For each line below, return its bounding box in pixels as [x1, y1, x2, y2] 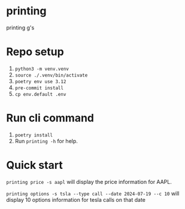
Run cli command [6, 111, 95, 125]
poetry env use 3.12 [14, 78, 66, 84]
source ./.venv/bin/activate [14, 72, 88, 78]
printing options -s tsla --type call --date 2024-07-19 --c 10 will [6, 190, 180, 197]
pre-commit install [14, 85, 64, 91]
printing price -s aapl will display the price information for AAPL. [6, 178, 172, 185]
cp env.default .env [14, 91, 66, 97]
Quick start [6, 159, 63, 172]
